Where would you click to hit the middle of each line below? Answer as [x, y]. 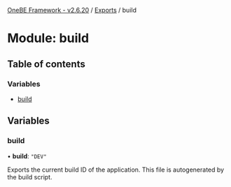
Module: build [48, 38]
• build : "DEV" [27, 156]
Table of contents [46, 64]
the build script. [30, 177]
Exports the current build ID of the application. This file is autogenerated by [116, 170]
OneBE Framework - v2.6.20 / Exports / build [72, 10]
